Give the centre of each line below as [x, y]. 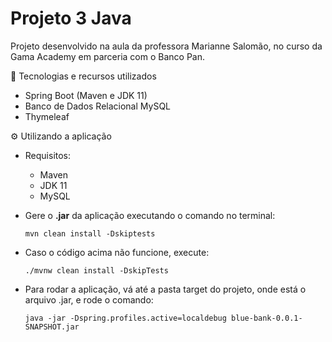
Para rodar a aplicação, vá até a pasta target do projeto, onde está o [165, 289]
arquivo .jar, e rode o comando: [89, 299]
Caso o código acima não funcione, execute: [117, 252]
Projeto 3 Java [71, 18]
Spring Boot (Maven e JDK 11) [86, 95]
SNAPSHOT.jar [52, 327]
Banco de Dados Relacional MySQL [97, 106]
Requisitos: [48, 155]
